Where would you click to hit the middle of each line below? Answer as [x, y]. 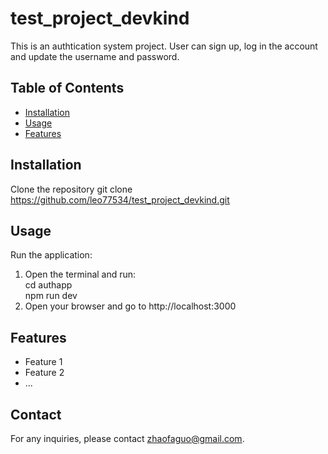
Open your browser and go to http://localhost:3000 [130, 306]
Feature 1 [43, 362]
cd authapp [48, 285]
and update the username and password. [95, 56]
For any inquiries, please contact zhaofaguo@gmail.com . [127, 438]
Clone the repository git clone [71, 189]
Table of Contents [67, 88]
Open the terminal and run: [80, 274]
